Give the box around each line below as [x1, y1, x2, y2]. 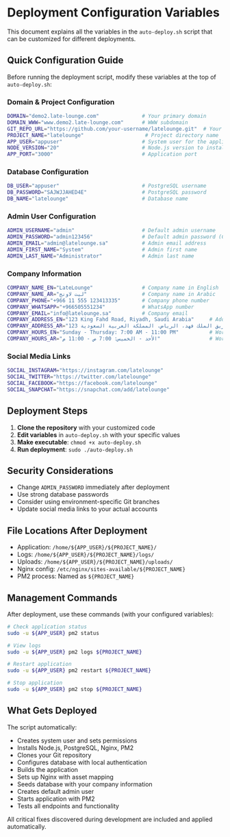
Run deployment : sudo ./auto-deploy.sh [16, 445, 133, 453]
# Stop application [7, 679, 63, 686]
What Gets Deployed [7, 705, 97, 716]
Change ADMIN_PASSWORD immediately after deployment [16, 483, 170, 491]
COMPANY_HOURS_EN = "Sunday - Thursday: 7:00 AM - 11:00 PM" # [7, 329, 213, 336]
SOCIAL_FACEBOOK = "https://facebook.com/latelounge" [7, 379, 157, 386]
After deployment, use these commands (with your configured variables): [7, 610, 214, 618]
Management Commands [7, 592, 118, 603]
